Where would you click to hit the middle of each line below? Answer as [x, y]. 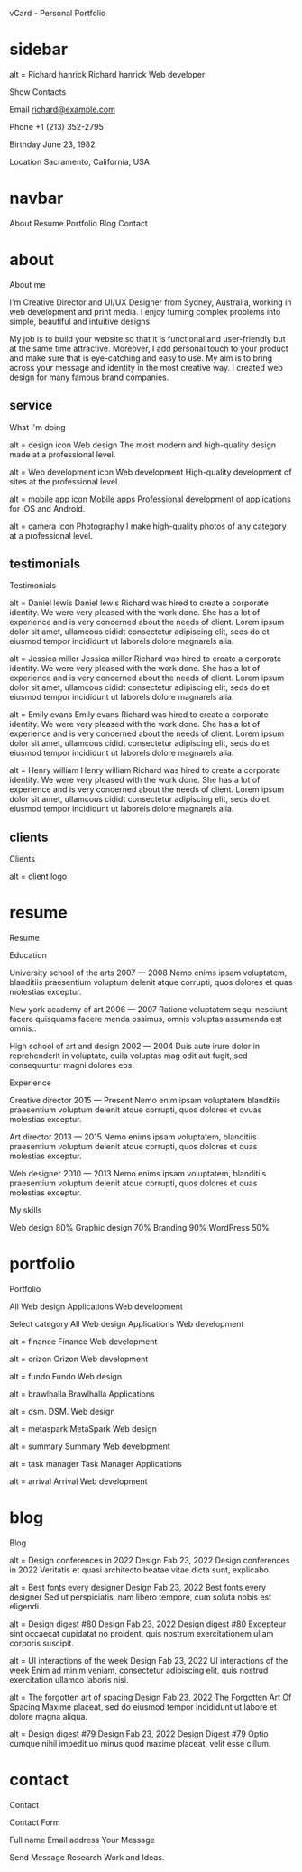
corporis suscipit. [41, 1643]
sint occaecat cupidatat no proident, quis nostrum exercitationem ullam [142, 1634]
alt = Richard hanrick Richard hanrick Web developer [107, 74]
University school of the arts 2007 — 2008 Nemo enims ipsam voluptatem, [148, 973]
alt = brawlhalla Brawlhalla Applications [82, 1394]
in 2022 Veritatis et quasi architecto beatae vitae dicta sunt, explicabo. [140, 1570]
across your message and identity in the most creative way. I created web [146, 367]
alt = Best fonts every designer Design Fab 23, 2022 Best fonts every [138, 1588]
